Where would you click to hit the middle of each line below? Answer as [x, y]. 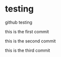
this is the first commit [27, 31]
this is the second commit [30, 41]
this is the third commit [28, 50]
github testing [19, 22]
